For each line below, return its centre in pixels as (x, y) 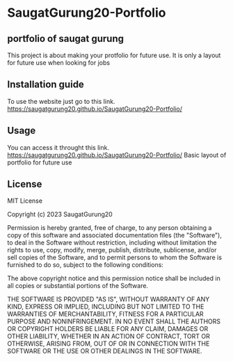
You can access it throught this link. (58, 147)
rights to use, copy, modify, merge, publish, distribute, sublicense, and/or (112, 250)
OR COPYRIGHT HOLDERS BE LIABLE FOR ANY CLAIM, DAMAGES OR (108, 329)
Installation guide (46, 85)
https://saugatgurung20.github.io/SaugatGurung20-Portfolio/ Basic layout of (117, 155)
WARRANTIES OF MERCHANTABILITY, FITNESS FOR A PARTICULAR (105, 314)
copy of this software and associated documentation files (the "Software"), (115, 236)
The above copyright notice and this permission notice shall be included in (114, 278)
